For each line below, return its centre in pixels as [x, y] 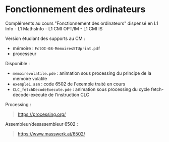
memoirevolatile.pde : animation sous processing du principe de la [82, 73]
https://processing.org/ [42, 114]
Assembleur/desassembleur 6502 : [42, 124]
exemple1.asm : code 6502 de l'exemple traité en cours [69, 84]
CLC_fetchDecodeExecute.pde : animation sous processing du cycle [81, 89]
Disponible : [18, 63]
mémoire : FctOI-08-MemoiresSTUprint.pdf [56, 48]
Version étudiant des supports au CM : [45, 38]
